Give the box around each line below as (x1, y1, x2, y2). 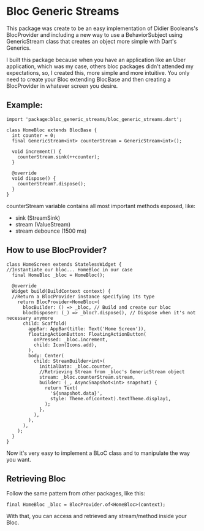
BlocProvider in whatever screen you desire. (6, 82, 118, 90)
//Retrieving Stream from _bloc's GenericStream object (39, 368, 185, 375)
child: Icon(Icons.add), (33, 342, 97, 348)
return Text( (45, 385, 78, 391)
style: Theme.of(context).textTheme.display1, (50, 395, 172, 401)
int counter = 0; (12, 132, 56, 139)
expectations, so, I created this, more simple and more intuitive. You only (6, 69, 190, 76)
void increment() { (12, 149, 62, 155)
